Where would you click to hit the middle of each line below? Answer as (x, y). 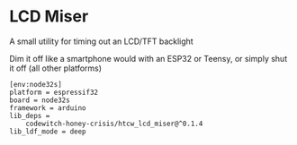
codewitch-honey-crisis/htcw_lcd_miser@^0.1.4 (114, 124)
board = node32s (40, 100)
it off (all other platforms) (55, 68)
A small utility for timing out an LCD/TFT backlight (101, 41)
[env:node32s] (36, 84)
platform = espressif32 (54, 92)
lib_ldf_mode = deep (48, 132)
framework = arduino (48, 108)
